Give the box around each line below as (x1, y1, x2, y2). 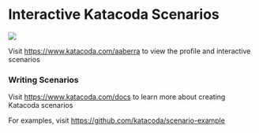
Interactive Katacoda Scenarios (8, 6, 220, 24)
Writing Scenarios (8, 74, 79, 85)
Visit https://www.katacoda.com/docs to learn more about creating (8, 92, 226, 102)
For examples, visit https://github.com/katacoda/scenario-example (8, 116, 225, 125)
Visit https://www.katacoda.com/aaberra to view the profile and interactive (8, 46, 251, 56)
